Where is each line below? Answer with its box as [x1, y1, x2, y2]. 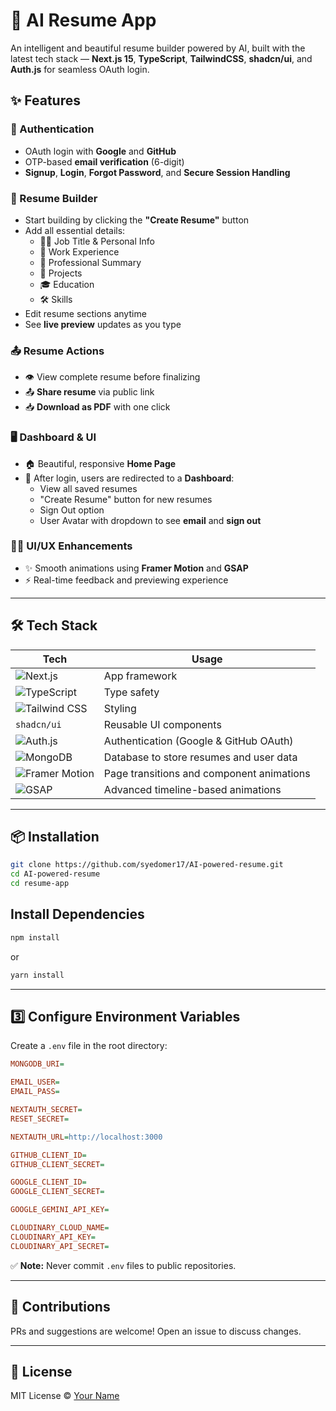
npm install [10, 932, 60, 943]
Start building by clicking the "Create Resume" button [24, 214, 250, 226]
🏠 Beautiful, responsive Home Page [24, 457, 177, 469]
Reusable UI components [103, 717, 222, 731]
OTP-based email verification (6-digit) [24, 155, 185, 168]
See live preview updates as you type [24, 318, 182, 330]
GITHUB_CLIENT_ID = [10, 1150, 87, 1160]
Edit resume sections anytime [24, 307, 147, 319]
